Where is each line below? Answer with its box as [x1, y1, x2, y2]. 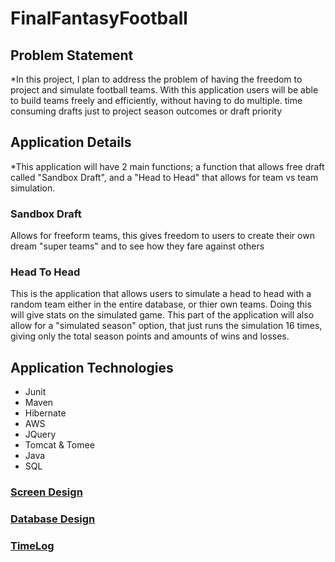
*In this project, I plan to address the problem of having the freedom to [10, 73, 303, 85]
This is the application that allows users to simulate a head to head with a [10, 288, 312, 300]
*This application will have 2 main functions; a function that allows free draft [10, 160, 325, 172]
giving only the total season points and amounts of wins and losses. [10, 330, 290, 342]
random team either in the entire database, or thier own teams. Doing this [10, 298, 312, 311]
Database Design [10, 512, 96, 526]
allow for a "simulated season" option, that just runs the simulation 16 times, [10, 320, 323, 332]
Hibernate [24, 407, 67, 419]
